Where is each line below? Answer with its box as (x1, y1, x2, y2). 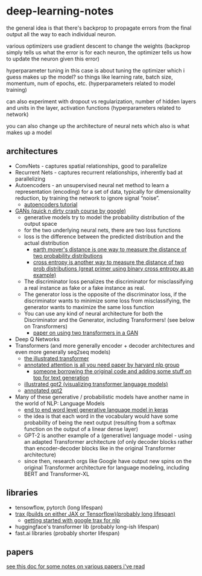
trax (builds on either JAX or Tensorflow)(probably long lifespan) (14, 510, 176, 517)
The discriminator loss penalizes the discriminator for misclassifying (24, 278, 194, 285)
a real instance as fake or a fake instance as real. (24, 284, 146, 291)
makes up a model (6, 129, 52, 136)
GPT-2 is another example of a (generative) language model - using (24, 432, 192, 439)
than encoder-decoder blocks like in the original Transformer (24, 444, 176, 452)
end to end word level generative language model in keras (24, 406, 169, 413)
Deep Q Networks (14, 335, 60, 342)
